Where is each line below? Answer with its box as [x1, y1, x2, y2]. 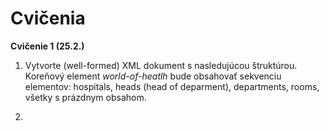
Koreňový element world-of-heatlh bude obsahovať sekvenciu [24, 70, 282, 82]
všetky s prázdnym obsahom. [24, 91, 147, 103]
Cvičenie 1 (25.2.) [10, 40, 85, 52]
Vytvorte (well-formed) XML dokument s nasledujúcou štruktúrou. [24, 59, 298, 71]
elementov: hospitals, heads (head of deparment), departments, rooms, [24, 80, 320, 92]
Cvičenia [10, 7, 86, 30]
